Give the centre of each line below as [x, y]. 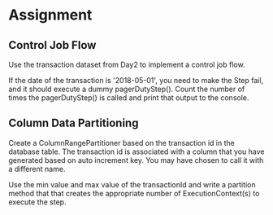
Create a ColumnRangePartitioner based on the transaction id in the [122, 143]
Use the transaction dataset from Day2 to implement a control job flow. [127, 64]
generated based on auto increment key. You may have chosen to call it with [136, 160]
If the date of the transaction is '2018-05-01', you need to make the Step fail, [136, 80]
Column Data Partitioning [74, 123]
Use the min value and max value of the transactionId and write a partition [132, 184]
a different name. [37, 169]
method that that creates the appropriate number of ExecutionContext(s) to [134, 193]
